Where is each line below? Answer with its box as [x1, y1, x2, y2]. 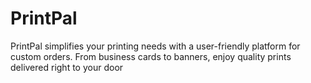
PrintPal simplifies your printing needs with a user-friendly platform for [10, 40, 301, 52]
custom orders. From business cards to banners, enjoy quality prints [10, 50, 292, 62]
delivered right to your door [10, 61, 124, 73]
